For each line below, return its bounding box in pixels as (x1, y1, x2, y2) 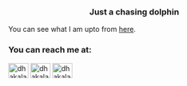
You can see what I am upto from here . (8, 25, 136, 34)
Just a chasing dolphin (89, 6, 180, 18)
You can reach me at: (8, 45, 92, 56)
